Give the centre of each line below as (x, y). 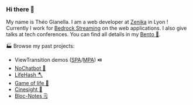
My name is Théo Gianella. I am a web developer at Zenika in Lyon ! (87, 22)
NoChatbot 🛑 (30, 68)
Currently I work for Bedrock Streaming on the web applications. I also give (96, 28)
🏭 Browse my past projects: (40, 46)
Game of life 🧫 (32, 83)
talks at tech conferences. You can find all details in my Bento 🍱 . (83, 34)
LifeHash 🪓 (28, 75)
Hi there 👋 (20, 9)
